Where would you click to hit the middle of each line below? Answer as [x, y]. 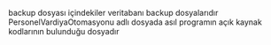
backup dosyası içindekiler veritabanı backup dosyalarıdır [113, 13]
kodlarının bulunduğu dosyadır [64, 31]
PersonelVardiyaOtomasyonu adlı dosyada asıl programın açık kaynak [135, 22]
